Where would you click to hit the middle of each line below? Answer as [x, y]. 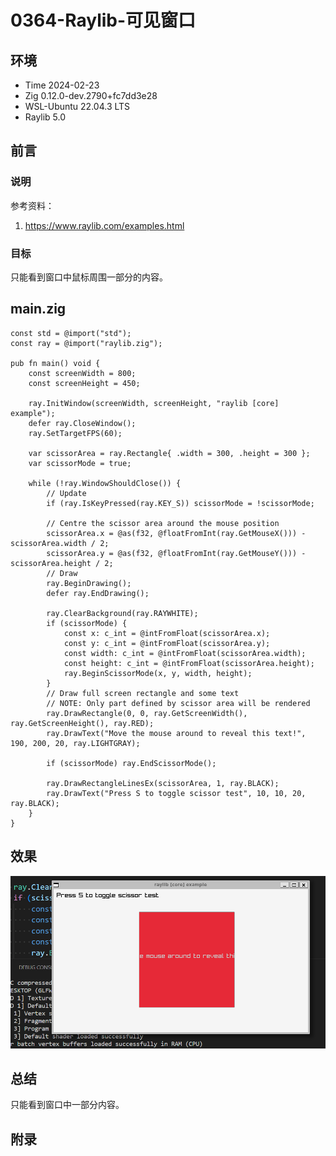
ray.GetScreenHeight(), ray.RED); [82, 723]
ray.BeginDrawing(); [89, 583]
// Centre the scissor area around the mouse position [163, 523]
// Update [66, 493]
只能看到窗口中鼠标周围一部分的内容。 [89, 277]
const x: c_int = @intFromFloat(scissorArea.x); [167, 633]
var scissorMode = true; [80, 463]
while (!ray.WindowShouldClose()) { [105, 483]
